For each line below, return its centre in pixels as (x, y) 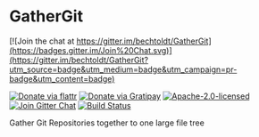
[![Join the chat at (42, 41)
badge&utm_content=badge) (62, 78)
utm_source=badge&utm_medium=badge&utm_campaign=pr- (123, 69)
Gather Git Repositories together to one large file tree (107, 123)
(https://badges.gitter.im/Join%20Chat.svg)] (91, 50)
